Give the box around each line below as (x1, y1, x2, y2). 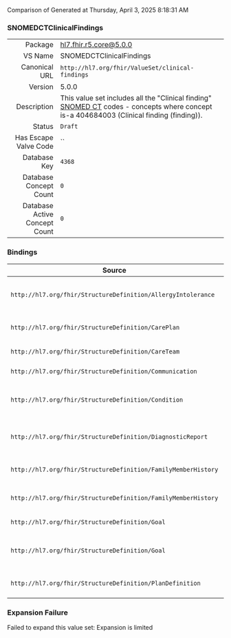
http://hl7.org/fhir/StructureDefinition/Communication (10, 367, 197, 375)
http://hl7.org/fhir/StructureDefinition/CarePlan (10, 323, 180, 331)
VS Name (23, 51, 54, 61)
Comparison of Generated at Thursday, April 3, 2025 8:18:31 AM (7, 6, 189, 14)
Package (25, 40, 54, 50)
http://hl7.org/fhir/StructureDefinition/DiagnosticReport (10, 433, 208, 440)
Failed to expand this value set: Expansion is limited (7, 623, 153, 631)
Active (33, 209, 54, 219)
